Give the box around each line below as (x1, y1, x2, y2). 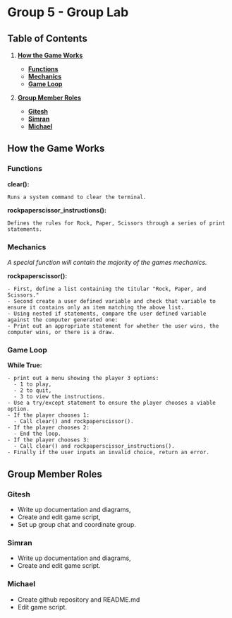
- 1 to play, (13, 381, 52, 388)
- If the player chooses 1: (7, 412, 90, 419)
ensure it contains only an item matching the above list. (7, 304, 185, 311)
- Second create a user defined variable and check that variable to (7, 297, 216, 304)
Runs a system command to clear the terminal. (7, 194, 147, 201)
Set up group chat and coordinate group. (17, 520, 136, 528)
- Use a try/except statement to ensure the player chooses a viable (7, 400, 216, 407)
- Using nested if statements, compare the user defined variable (7, 310, 207, 317)
